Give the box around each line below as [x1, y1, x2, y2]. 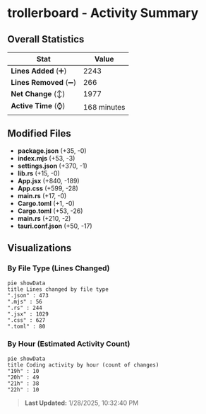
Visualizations [7, 242, 72, 254]
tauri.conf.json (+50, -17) [17, 222, 93, 230]
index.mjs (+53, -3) [17, 154, 75, 162]
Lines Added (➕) [11, 66, 67, 76]
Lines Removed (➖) [11, 78, 76, 87]
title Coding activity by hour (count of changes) [7, 361, 159, 369]
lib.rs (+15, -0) [17, 168, 60, 178]
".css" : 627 [7, 316, 46, 323]
